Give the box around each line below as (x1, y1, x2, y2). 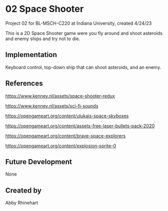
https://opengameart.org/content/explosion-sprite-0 (5, 143, 117, 149)
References (5, 79, 43, 88)
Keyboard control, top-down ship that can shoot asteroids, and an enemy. (5, 64, 161, 70)
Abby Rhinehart (5, 200, 39, 206)
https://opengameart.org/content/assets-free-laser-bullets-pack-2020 (5, 122, 155, 129)
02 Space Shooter (5, 3, 84, 15)
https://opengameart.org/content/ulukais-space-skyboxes (5, 113, 129, 119)
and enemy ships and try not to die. (5, 36, 81, 42)
